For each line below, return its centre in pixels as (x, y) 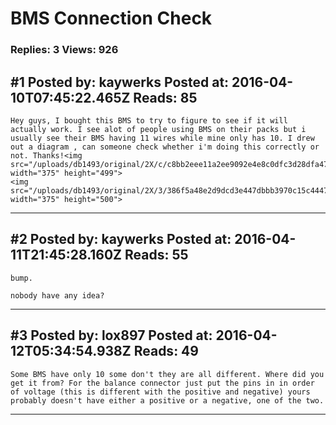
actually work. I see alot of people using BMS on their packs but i (158, 129)
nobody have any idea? (57, 295)
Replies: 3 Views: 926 (64, 50)
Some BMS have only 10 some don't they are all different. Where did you (167, 374)
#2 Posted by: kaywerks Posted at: (121, 239)
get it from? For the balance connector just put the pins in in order (162, 383)
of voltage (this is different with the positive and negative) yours (160, 392)
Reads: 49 (166, 351)
